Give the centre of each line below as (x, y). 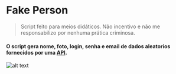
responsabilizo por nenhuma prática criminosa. (78, 32)
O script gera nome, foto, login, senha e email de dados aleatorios (88, 46)
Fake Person (37, 10)
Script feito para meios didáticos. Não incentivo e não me (90, 26)
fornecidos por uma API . (37, 52)
